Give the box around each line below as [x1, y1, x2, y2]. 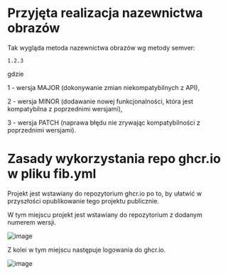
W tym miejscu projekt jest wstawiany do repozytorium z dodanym [7, 211, 202, 219]
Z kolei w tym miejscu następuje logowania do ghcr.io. [7, 245, 166, 254]
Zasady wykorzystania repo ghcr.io [7, 151, 222, 167]
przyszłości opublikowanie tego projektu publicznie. [7, 196, 160, 205]
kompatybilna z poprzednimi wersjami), [7, 104, 123, 113]
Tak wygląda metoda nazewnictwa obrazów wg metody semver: [7, 43, 195, 52]
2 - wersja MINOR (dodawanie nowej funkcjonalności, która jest [7, 97, 194, 106]
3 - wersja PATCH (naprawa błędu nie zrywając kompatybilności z [7, 118, 201, 127]
